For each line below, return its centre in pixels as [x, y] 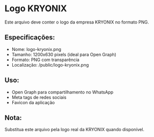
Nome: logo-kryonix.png [37, 49]
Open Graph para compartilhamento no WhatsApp [63, 92]
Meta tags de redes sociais [39, 97]
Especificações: [30, 37]
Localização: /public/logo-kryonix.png [50, 65]
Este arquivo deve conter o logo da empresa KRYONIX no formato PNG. [77, 22]
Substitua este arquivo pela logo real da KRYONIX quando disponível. [75, 130]
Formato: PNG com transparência [45, 60]
